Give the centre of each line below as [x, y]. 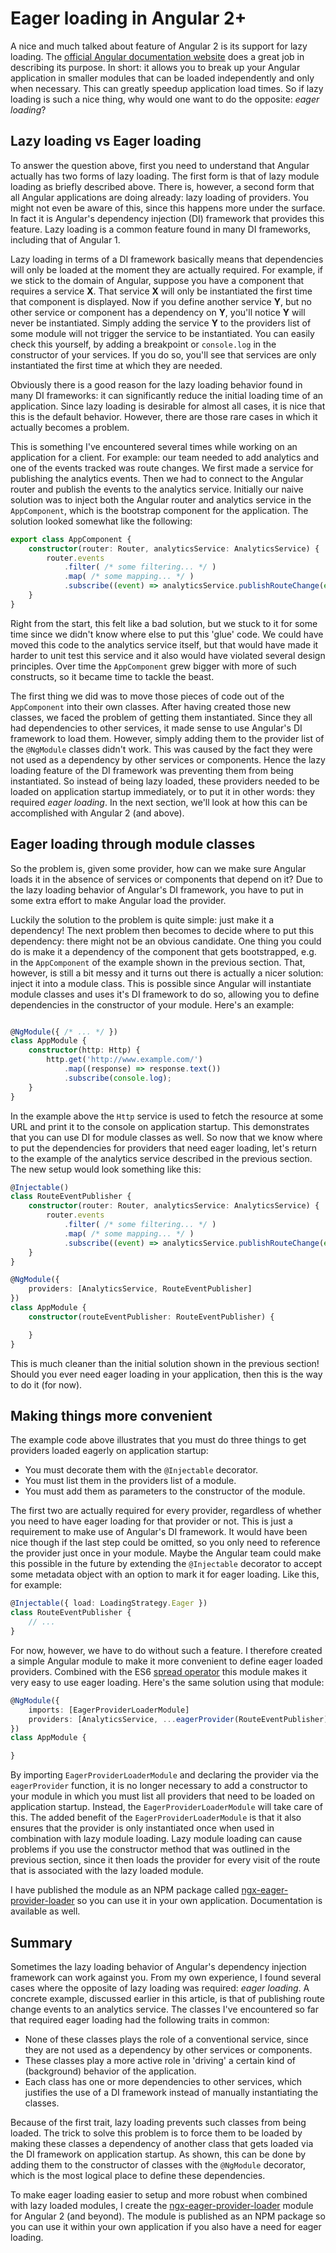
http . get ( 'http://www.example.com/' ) [124, 1060]
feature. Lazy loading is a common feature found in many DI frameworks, [161, 229]
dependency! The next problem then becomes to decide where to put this [162, 930]
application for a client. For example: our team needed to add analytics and [165, 457]
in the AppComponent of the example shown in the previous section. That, [158, 962]
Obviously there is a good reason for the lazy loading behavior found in [156, 384]
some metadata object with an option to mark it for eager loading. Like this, [165, 1574]
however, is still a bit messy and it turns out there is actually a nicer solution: [167, 973]
